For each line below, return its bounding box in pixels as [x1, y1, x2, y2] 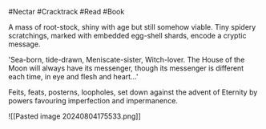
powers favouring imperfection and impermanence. [8, 96, 179, 105]
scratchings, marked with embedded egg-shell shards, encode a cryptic [8, 31, 247, 40]
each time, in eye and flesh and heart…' [8, 72, 139, 81]
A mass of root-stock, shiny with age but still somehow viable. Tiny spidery [8, 22, 256, 31]
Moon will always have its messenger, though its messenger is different [8, 63, 244, 73]
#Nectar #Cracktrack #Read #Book [8, 7, 125, 16]
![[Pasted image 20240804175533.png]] [8, 111, 142, 121]
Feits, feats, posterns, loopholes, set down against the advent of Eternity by [8, 87, 258, 97]
